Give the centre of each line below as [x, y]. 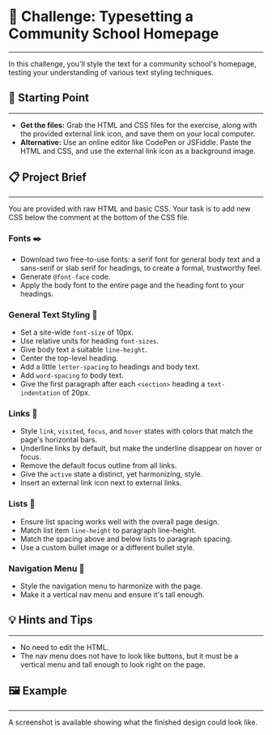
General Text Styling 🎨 [53, 314]
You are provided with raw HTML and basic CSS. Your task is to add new [130, 208]
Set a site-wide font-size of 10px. [76, 332]
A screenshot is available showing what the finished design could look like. [133, 722]
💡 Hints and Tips [51, 620]
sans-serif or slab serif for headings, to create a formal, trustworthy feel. [141, 267]
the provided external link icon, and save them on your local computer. [138, 134]
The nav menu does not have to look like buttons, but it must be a [129, 656]
